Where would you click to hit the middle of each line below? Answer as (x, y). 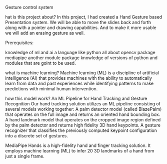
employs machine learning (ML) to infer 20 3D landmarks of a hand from (80, 151)
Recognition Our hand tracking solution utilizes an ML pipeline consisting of (83, 104)
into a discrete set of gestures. (37, 136)
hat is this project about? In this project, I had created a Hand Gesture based (84, 17)
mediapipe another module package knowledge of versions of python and (81, 58)
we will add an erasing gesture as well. (45, 33)
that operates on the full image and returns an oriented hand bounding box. (83, 114)
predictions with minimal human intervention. (51, 89)
